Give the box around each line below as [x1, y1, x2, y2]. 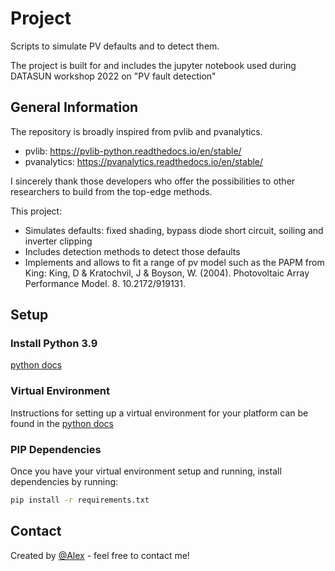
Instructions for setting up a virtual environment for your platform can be [10, 407, 309, 419]
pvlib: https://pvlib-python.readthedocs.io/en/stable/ [24, 145, 242, 157]
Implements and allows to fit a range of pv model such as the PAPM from [24, 256, 325, 268]
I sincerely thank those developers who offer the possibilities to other [10, 175, 296, 187]
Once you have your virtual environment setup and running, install [10, 465, 282, 477]
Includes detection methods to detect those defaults [24, 245, 241, 257]
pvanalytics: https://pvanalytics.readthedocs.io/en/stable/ [24, 155, 264, 167]
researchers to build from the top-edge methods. [10, 185, 213, 197]
